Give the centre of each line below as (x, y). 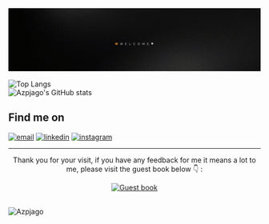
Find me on (36, 118)
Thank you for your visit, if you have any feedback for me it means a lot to (134, 160)
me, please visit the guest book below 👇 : (134, 169)
